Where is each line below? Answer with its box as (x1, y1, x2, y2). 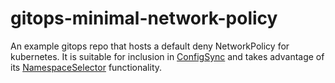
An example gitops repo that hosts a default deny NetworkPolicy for (10, 40, 290, 52)
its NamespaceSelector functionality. (10, 61, 163, 73)
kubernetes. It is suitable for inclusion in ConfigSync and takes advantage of (10, 50, 325, 62)
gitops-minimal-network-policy (10, 7, 278, 30)
